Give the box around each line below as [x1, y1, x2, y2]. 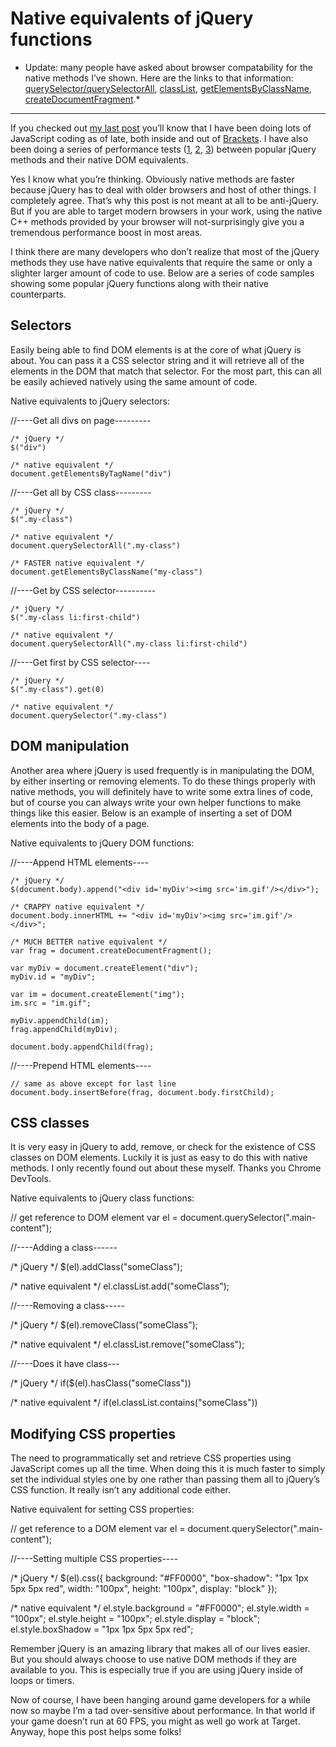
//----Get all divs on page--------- [10, 414, 152, 426]
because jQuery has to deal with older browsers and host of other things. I [10, 183, 317, 196]
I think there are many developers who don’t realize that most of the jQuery [10, 245, 320, 257]
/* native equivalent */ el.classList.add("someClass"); [10, 1280, 230, 1292]
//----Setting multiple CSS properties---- [10, 1553, 179, 1565]
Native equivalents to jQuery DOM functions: [10, 837, 195, 849]
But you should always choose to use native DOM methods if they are [10, 1653, 297, 1666]
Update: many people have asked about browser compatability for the [24, 61, 314, 73]
